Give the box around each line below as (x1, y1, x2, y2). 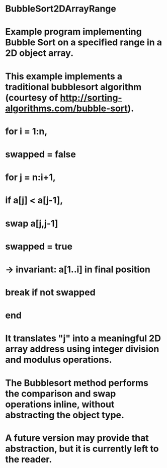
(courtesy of (5, 92, 58, 103)
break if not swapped (5, 287, 96, 298)
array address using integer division (5, 343, 159, 355)
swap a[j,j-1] (5, 217, 58, 229)
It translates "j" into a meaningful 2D (5, 333, 161, 344)
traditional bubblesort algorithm (5, 81, 142, 93)
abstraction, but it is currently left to (5, 443, 159, 454)
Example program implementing (5, 26, 142, 38)
